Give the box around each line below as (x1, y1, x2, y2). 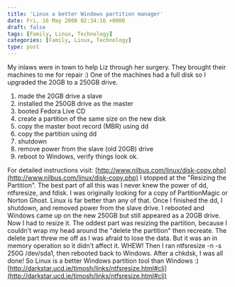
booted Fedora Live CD (17, 107, 86, 115)
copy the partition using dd (17, 129, 97, 138)
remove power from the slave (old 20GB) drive (17, 145, 154, 153)
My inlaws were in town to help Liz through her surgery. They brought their (7, 63, 226, 71)
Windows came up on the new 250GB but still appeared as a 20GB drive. (7, 211, 221, 220)
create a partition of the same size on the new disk (17, 114, 166, 123)
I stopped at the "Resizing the (139, 173, 227, 182)
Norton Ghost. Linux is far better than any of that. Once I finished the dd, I (7, 196, 223, 205)
